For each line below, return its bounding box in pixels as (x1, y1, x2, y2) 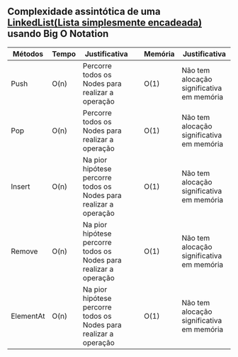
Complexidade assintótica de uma (7, 6, 161, 18)
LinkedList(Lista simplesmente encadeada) (7, 17, 203, 29)
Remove (11, 246, 38, 256)
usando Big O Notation (7, 28, 109, 40)
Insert (11, 181, 30, 191)
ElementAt (11, 311, 45, 321)
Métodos (13, 49, 44, 59)
